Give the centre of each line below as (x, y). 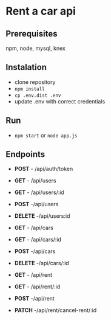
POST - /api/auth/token (44, 169)
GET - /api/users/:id (39, 192)
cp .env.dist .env (38, 96)
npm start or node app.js (46, 135)
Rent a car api (41, 11)
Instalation (26, 67)
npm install (29, 89)
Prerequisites (32, 34)
